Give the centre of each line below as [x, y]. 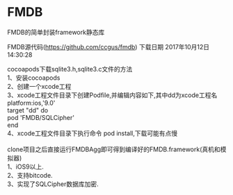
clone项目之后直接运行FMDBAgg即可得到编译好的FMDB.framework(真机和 [114, 149]
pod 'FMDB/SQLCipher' [41, 117]
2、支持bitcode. [30, 175]
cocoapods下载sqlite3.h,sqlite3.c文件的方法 [70, 69]
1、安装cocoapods [34, 78]
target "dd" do [28, 110]
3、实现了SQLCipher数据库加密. [53, 184]
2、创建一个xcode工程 [39, 86]
